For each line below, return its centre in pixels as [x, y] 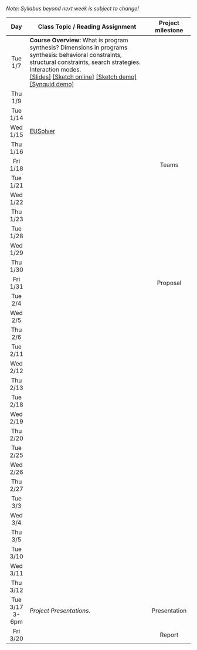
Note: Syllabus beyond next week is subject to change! [73, 9]
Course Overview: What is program [79, 40]
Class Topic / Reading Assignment [87, 27]
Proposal [169, 283]
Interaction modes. [55, 70]
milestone [169, 30]
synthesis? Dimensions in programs [79, 48]
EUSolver [43, 131]
